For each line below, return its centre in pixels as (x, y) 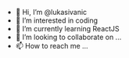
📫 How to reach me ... (52, 46)
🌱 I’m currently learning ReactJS (67, 29)
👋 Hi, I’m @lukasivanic (51, 12)
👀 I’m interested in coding (57, 20)
